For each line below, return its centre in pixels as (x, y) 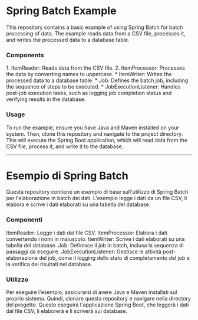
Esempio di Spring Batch (67, 176)
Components (25, 55)
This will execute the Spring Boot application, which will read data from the (97, 140)
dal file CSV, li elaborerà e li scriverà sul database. (67, 311)
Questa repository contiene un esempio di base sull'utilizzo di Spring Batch (97, 192)
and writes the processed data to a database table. (68, 40)
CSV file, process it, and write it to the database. (65, 146)
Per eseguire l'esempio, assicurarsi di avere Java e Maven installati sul (92, 292)
